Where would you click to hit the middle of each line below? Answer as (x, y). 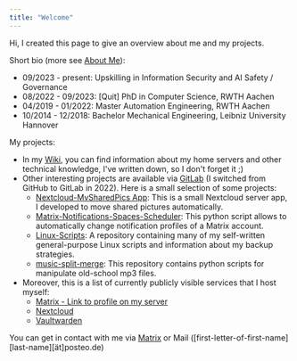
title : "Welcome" (41, 17)
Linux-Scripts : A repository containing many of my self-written (150, 235)
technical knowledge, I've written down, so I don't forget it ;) (132, 168)
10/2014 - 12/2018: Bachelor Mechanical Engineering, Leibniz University (154, 115)
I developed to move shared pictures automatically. (129, 207)
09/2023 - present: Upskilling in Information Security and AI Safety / (148, 78)
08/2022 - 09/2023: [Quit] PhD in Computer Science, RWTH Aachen (148, 96)
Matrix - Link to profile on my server (102, 301)
